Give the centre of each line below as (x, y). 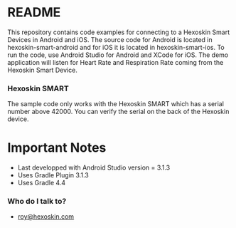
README (34, 12)
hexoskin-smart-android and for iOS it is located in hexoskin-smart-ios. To (116, 47)
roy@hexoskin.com (46, 217)
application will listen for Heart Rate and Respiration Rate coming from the (116, 62)
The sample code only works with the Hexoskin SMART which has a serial (116, 104)
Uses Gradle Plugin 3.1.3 (53, 175)
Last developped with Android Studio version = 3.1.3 (94, 167)
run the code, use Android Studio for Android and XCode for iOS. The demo (118, 55)
